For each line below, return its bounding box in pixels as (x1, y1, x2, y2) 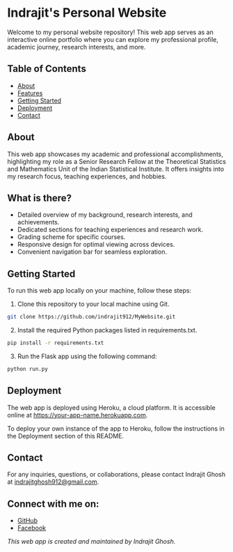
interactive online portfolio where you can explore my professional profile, (7, 35, 219, 43)
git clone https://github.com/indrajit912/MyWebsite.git (7, 314, 176, 321)
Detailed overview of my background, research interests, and (17, 210, 193, 219)
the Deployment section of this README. (7, 431, 124, 440)
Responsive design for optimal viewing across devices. (17, 240, 175, 249)
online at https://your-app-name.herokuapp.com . (7, 411, 148, 419)
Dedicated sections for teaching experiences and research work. (17, 225, 204, 234)
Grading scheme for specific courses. (17, 233, 126, 241)
